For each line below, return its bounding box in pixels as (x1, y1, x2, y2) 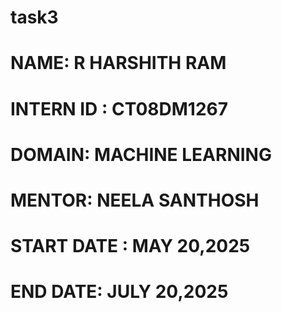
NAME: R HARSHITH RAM (10, 52, 227, 75)
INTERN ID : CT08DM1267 (10, 97, 229, 120)
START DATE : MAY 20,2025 (10, 235, 251, 258)
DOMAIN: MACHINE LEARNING (10, 143, 272, 166)
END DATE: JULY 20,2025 (10, 281, 229, 303)
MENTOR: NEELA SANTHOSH (10, 189, 260, 211)
